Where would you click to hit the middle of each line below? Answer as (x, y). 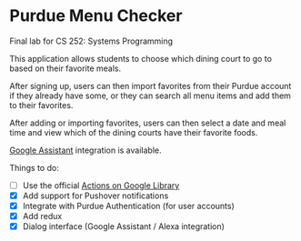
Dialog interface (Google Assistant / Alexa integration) (124, 226)
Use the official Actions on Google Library (101, 185)
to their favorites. (41, 105)
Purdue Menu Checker (96, 16)
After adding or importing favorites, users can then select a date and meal (148, 123)
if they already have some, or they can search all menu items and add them (150, 95)
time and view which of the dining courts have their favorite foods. (134, 132)
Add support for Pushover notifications (95, 196)
